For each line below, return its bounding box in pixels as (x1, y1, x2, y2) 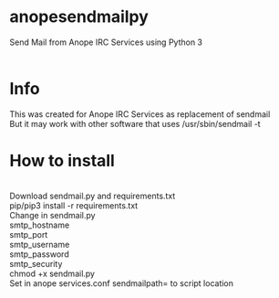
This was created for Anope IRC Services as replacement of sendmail (9, 108, 271, 120)
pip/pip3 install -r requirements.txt (9, 199, 139, 211)
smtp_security (9, 258, 63, 269)
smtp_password (9, 249, 70, 260)
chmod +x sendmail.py (9, 268, 96, 279)
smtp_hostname (9, 219, 70, 230)
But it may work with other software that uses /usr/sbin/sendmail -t (9, 118, 262, 129)
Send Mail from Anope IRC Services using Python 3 (9, 37, 203, 48)
